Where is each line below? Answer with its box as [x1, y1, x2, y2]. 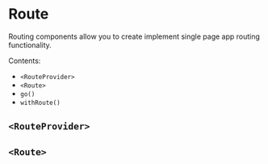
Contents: [8, 56, 41, 65]
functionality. [8, 40, 52, 49]
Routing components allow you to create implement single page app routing [8, 32, 261, 41]
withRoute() [19, 99, 61, 107]
